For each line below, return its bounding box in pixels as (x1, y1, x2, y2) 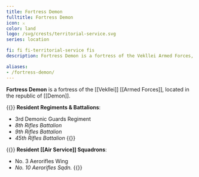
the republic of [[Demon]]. (6, 92, 71, 99)
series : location (6, 36, 50, 42)
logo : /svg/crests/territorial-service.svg (6, 31, 117, 37)
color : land (6, 25, 36, 32)
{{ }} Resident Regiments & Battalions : (6, 103, 101, 111)
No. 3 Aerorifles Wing (14, 157, 69, 164)
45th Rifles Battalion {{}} (14, 134, 76, 141)
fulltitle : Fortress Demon (6, 14, 74, 20)
